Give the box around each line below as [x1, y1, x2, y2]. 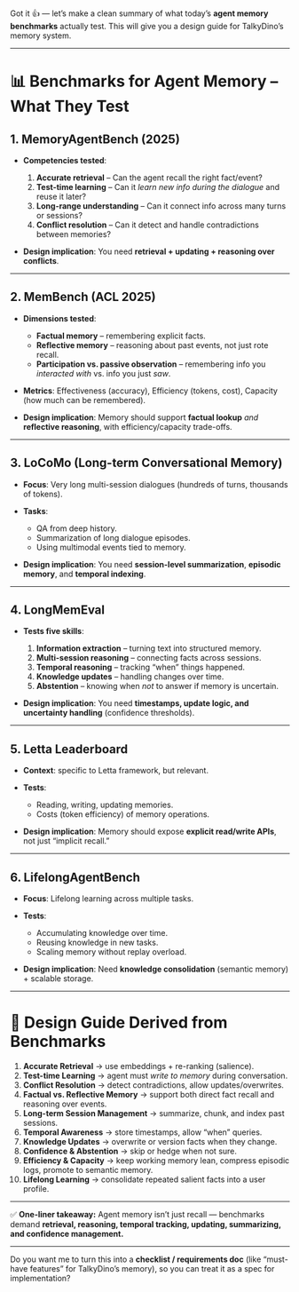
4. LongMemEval [10, 603, 106, 618]
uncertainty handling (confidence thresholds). [22, 708, 195, 718]
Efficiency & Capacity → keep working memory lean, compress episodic [22, 1155, 290, 1166]
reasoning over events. [22, 1098, 107, 1109]
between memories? [35, 229, 112, 239]
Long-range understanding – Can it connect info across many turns [35, 201, 287, 211]
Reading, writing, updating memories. [35, 799, 174, 811]
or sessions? [35, 210, 83, 220]
